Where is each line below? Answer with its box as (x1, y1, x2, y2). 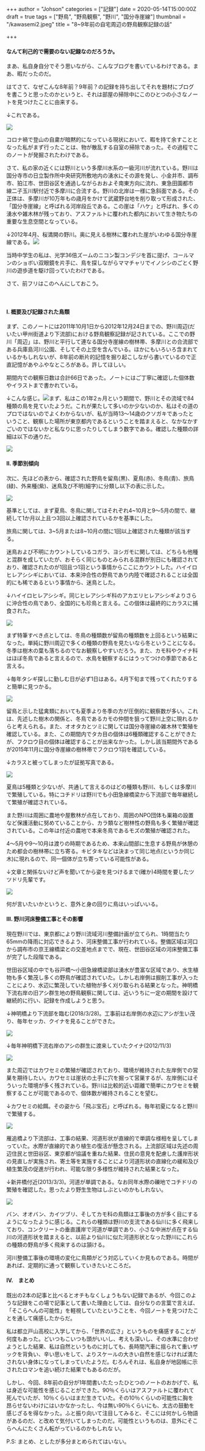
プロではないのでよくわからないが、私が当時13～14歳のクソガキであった (6, 410, 189, 418)
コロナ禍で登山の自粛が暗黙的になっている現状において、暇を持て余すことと (6, 136, 198, 143)
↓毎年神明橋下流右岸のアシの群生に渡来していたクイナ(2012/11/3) (6, 1042, 172, 1049)
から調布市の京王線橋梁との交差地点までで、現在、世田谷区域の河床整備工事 (6, 945, 199, 952)
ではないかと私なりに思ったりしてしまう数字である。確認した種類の (22, 425, 193, 433)
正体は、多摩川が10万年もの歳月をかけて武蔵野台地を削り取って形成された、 (6, 195, 199, 202)
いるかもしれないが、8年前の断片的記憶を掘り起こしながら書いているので (6, 353, 191, 361)
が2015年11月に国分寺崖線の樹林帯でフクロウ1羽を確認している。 (6, 745, 170, 753)
